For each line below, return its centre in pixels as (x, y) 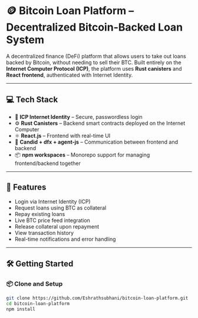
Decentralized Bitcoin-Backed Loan (95, 27)
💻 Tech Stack (32, 100)
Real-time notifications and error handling (65, 239)
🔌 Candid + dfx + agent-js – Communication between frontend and (96, 142)
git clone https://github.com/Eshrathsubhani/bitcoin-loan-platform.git (97, 298)
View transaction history (44, 233)
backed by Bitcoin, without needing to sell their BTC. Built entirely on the (94, 62)
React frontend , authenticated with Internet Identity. (70, 75)
